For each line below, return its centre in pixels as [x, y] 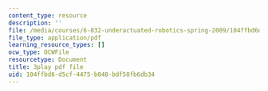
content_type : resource [48, 15]
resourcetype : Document [48, 60]
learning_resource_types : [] [57, 45]
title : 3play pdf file [46, 67]
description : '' [35, 23]
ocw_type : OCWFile [39, 52]
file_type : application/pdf [55, 38]
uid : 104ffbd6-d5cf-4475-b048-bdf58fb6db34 [82, 74]
